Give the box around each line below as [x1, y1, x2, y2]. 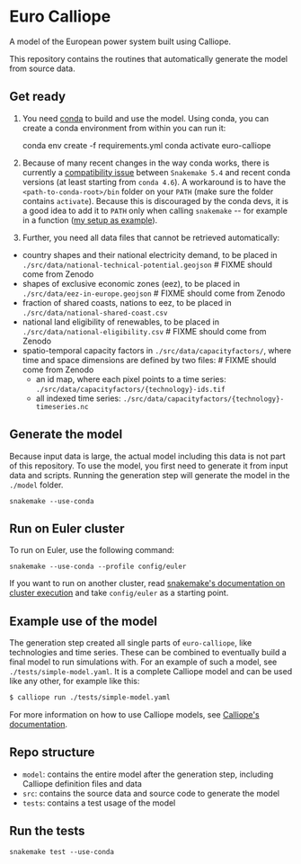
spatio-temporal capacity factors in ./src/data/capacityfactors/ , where [22, 344, 292, 356]
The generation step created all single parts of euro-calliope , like [9, 637, 252, 648]
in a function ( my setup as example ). [22, 214, 158, 226]
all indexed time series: [35, 393, 121, 404]
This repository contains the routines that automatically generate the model [9, 53, 288, 64]
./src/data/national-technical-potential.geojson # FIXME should [22, 259, 272, 270]
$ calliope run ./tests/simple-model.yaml [9, 693, 171, 702]
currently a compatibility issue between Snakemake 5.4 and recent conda [22, 166, 291, 177]
